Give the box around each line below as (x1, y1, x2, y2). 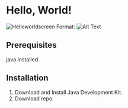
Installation (6, 73, 49, 83)
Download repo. (14, 95, 55, 102)
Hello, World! (6, 4, 72, 17)
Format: (56, 23, 75, 30)
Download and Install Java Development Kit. (14, 89, 123, 96)
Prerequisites (6, 40, 57, 50)
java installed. (6, 55, 40, 63)
